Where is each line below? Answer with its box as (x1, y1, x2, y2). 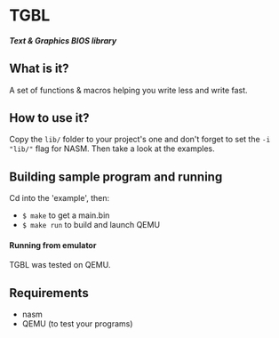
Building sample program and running (9, 169, 223, 184)
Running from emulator (9, 239, 97, 250)
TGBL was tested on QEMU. (9, 260, 111, 270)
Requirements (9, 286, 89, 301)
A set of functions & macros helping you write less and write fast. (9, 84, 248, 95)
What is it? (9, 61, 69, 76)
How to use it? (9, 110, 90, 125)
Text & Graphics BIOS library (9, 35, 117, 45)
